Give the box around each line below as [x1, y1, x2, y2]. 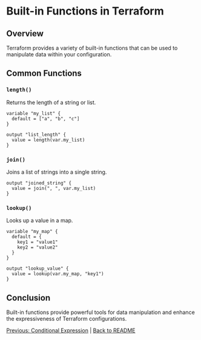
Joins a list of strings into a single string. [6, 168, 107, 175]
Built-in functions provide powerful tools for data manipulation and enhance [6, 309, 195, 316]
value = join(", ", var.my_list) [12, 185, 96, 191]
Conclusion [6, 292, 51, 303]
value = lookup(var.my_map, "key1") [12, 271, 104, 277]
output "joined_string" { [6, 180, 71, 186]
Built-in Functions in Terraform [6, 4, 165, 18]
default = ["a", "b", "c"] [12, 116, 80, 122]
